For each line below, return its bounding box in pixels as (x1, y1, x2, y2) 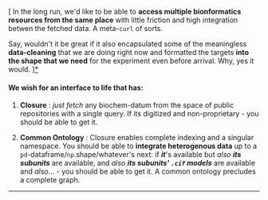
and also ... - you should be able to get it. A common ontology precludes (19, 167, 257, 176)
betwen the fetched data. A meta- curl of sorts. (8, 24, 164, 33)
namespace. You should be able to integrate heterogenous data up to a (19, 141, 258, 151)
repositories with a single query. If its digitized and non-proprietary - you (19, 109, 259, 119)
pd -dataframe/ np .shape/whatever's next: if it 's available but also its (19, 150, 242, 159)
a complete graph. (19, 175, 81, 185)
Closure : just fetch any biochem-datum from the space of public (19, 100, 235, 110)
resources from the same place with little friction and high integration (8, 15, 238, 25)
